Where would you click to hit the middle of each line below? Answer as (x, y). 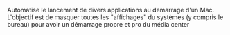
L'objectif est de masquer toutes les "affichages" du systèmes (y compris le (115, 17)
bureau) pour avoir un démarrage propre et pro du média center (98, 24)
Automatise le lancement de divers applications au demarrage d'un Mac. (111, 10)
